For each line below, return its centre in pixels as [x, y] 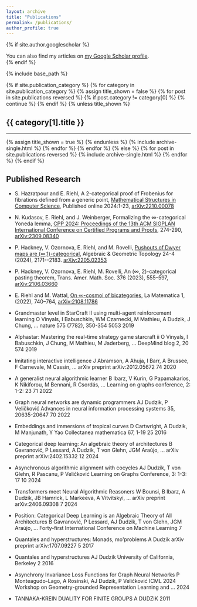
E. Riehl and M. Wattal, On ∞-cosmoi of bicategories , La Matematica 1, [100, 295]
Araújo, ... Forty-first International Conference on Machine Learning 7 [98, 528]
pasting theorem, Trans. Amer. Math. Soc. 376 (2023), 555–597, [91, 278]
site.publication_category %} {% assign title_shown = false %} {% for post [96, 91]
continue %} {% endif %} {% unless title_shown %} [68, 104]
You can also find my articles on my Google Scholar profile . [78, 56]
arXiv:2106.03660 [36, 284]
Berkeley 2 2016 [34, 563]
